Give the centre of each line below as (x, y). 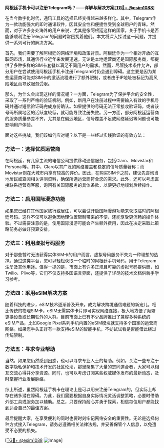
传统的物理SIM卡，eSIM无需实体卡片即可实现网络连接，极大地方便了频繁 (82, 311)
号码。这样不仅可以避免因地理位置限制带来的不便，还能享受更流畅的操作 (82, 217)
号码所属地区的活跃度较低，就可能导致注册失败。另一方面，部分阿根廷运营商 (82, 112)
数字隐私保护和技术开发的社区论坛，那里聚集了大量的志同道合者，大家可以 (80, 367)
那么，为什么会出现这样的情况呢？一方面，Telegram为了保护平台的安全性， (81, 94)
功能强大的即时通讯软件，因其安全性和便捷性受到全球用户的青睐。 (84, 24)
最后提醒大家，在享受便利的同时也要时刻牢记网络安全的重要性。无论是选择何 (82, 418)
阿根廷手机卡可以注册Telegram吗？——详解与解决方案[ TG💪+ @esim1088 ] (80, 8)
